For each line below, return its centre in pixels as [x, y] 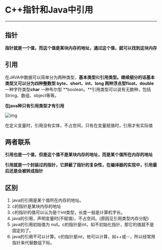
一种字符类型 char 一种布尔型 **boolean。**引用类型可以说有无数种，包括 [78, 89]
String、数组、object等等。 [32, 95]
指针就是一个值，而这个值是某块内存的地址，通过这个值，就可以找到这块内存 [81, 48]
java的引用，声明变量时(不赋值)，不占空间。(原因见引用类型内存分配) [80, 219]
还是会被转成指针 [26, 171]
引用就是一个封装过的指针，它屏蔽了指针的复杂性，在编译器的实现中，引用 [79, 165]
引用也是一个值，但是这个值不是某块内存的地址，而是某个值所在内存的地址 [79, 155]
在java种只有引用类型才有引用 [35, 106]
